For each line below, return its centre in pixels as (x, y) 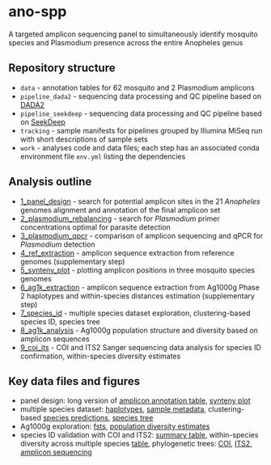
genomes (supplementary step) (72, 261)
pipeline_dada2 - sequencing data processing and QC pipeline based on (141, 96)
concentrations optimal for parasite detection (95, 227)
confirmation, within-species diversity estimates (100, 356)
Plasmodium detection (57, 244)
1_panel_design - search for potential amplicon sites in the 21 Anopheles (140, 201)
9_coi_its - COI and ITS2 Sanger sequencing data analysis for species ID (140, 347)
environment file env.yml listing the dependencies (103, 156)
